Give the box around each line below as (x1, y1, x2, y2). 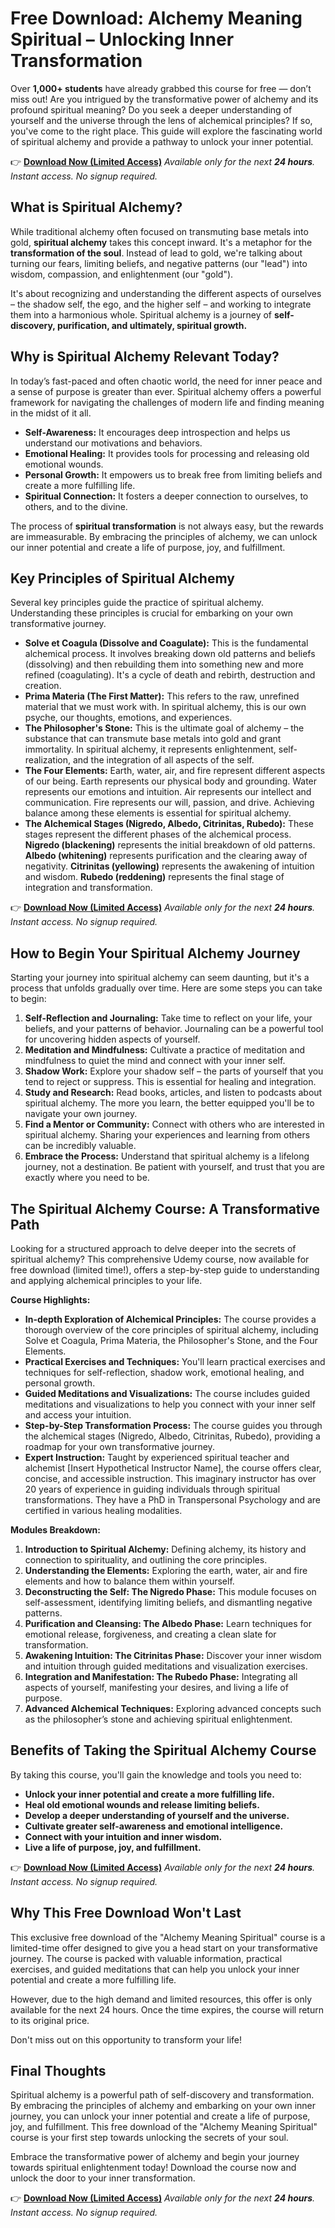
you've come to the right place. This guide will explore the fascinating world (10, 125, 323, 137)
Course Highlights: (10, 1294, 91, 1306)
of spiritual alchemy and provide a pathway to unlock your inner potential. (10, 135, 314, 147)
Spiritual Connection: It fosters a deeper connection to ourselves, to (24, 490, 309, 502)
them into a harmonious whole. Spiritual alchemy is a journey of (10, 308, 273, 321)
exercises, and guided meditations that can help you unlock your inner (10, 1963, 300, 1975)
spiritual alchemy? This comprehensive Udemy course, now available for (10, 1253, 310, 1265)
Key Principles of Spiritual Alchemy (10, 570, 235, 587)
